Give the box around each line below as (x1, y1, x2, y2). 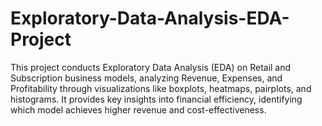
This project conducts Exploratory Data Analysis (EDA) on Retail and (10, 61, 292, 73)
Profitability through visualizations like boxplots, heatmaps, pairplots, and (10, 82, 312, 94)
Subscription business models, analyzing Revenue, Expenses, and (10, 72, 283, 84)
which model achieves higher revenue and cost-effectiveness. (10, 103, 267, 116)
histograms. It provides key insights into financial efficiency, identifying (10, 93, 303, 105)
